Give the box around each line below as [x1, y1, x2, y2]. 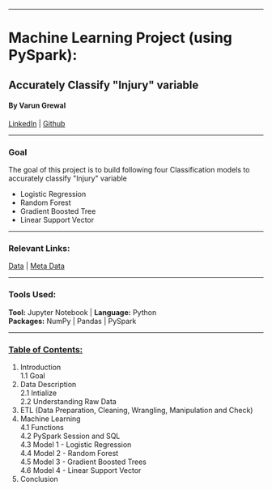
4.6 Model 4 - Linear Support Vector [19, 465, 142, 475]
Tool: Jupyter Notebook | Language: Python [8, 307, 157, 317]
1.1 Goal [19, 370, 46, 381]
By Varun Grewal [8, 100, 66, 110]
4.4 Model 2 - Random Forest [19, 448, 119, 458]
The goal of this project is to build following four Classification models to [8, 165, 250, 175]
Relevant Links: [8, 243, 70, 254]
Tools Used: [8, 289, 57, 300]
